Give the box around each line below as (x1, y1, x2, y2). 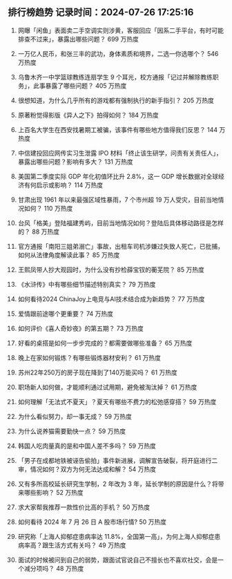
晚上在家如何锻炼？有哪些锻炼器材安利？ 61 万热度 (17, 353, 162, 361)
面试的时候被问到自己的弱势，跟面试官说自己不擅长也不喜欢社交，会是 (17, 556, 218, 564)
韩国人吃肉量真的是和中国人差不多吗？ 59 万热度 (17, 442, 156, 450)
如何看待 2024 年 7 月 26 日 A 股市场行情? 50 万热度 (17, 518, 167, 526)
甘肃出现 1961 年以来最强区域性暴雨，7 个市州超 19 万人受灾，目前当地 (17, 196, 218, 204)
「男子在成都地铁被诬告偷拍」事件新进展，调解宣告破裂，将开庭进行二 (17, 456, 218, 464)
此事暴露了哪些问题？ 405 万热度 (32, 82, 127, 90)
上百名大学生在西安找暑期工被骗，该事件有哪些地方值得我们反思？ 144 (17, 125, 218, 133)
